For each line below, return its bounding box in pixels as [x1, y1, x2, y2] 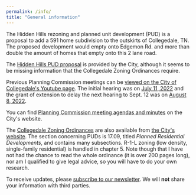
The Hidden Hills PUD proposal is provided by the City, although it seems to [6, 60, 190, 68]
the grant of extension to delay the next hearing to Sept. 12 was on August [6, 91, 187, 98]
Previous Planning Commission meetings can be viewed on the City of [6, 78, 177, 86]
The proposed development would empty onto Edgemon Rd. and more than [6, 43, 190, 50]
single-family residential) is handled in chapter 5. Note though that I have [6, 145, 183, 152]
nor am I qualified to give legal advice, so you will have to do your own [6, 158, 177, 165]
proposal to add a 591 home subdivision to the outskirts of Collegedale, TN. [6, 37, 190, 44]
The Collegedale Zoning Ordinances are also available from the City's [6, 126, 175, 134]
